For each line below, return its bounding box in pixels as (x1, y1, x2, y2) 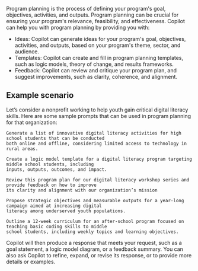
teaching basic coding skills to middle (6, 224, 108, 229)
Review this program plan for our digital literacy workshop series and (6, 177, 190, 183)
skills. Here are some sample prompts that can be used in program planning (6, 112, 191, 119)
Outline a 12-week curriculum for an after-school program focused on (6, 218, 184, 224)
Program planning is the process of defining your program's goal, (6, 5, 166, 12)
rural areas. (6, 145, 39, 152)
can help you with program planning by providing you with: (6, 24, 150, 31)
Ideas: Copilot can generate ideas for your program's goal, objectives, (14, 36, 186, 42)
